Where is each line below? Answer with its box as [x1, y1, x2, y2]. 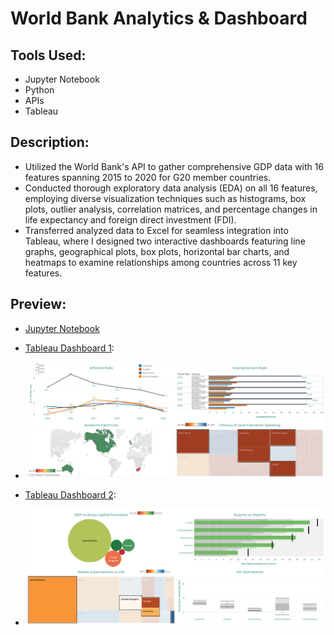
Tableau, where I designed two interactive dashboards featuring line [24, 235, 306, 247]
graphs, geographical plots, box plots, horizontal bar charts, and [24, 245, 290, 257]
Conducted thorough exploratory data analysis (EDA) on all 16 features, [24, 182, 318, 194]
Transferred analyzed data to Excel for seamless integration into [24, 224, 289, 236]
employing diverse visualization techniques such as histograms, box [24, 192, 307, 204]
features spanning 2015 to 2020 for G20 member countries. [24, 171, 272, 183]
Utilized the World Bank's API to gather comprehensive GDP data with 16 [24, 160, 325, 172]
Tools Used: [10, 47, 87, 64]
